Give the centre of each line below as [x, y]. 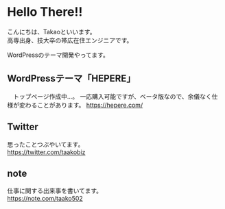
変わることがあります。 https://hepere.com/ [81, 105]
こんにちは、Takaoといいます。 [51, 32]
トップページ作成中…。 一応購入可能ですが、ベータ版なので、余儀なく [112, 96]
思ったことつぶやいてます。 [46, 144]
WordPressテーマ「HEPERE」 [71, 78]
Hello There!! [45, 12]
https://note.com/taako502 [45, 199]
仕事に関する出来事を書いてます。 [55, 191]
